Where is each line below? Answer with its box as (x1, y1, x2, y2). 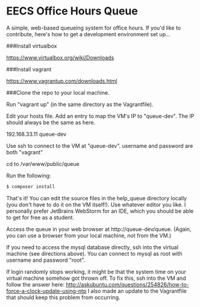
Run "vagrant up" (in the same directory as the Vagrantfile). (6, 101, 154, 108)
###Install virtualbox (6, 42, 57, 49)
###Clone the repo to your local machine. (6, 89, 110, 96)
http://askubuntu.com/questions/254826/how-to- (66, 280, 190, 288)
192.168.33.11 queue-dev (6, 130, 67, 138)
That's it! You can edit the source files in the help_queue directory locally (6, 194, 187, 201)
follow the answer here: (6, 280, 65, 288)
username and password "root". (6, 256, 86, 264)
